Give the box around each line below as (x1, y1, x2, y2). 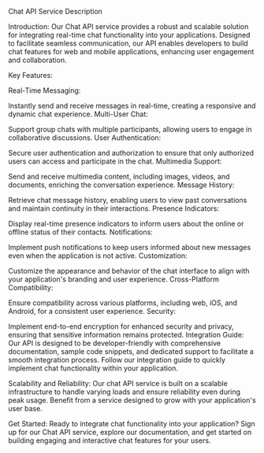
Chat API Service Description (8, 7, 102, 16)
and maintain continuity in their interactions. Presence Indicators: (8, 204, 219, 213)
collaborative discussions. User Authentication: (8, 133, 162, 142)
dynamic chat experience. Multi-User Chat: (8, 109, 148, 119)
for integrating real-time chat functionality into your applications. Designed (8, 31, 251, 39)
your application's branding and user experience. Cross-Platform (8, 274, 219, 284)
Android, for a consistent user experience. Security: (8, 307, 176, 315)
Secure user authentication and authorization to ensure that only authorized (8, 149, 255, 157)
